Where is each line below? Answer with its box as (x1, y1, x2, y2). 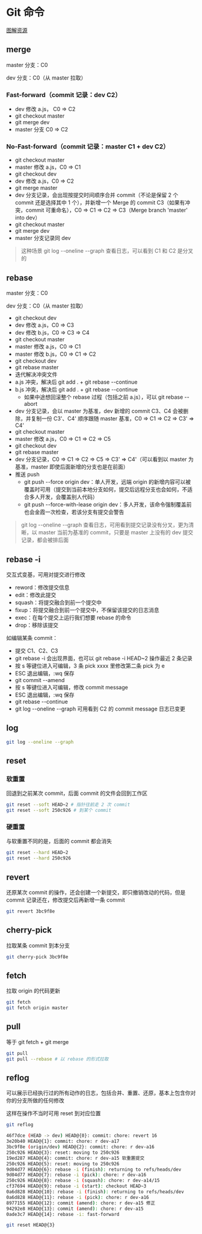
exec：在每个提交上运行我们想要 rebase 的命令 (14, 613, 132, 621)
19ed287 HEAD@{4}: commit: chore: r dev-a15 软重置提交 (6, 1155, 145, 1161)
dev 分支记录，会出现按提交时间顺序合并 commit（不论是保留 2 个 (14, 191, 179, 199)
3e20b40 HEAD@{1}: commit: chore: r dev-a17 (6, 1138, 120, 1145)
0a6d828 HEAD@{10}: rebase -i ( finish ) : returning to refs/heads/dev (6, 1189, 185, 1195)
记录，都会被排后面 (20, 536, 69, 543)
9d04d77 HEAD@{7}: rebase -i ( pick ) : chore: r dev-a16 (6, 1172, 147, 1178)
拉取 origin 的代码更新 (6, 987, 61, 995)
